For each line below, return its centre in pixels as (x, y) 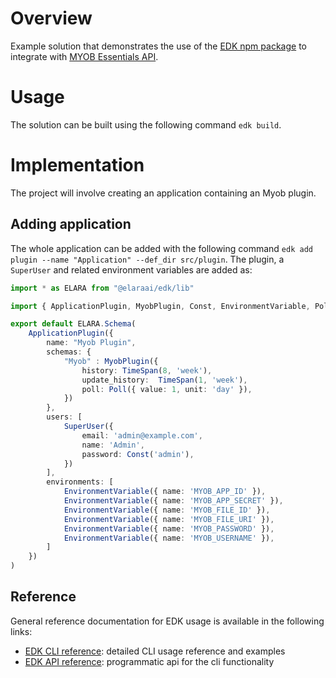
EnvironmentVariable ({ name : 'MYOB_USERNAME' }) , (169, 538)
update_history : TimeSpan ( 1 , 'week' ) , (164, 380)
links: (21, 631)
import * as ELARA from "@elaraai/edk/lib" (102, 288)
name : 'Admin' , (113, 445)
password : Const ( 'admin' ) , (138, 454)
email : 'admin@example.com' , (142, 435)
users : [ (64, 417)
